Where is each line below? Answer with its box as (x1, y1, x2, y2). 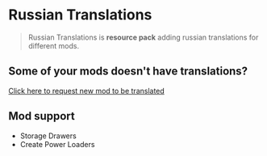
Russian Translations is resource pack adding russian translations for (27, 32, 259, 42)
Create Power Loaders (19, 139, 95, 149)
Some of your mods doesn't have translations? (8, 65, 248, 78)
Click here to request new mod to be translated (8, 86, 165, 95)
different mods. (27, 40, 79, 50)
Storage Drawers (19, 131, 77, 141)
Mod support (8, 109, 75, 123)
